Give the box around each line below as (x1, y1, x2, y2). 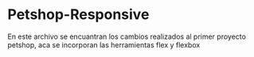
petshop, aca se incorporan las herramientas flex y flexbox (7, 40, 201, 49)
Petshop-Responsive (7, 6, 150, 24)
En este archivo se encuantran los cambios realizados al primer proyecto (7, 32, 246, 41)
